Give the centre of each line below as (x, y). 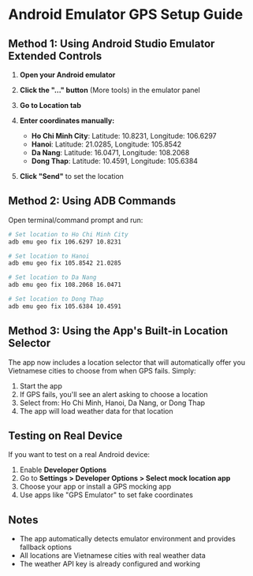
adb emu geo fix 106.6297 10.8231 (65, 242)
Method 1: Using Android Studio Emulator (112, 44)
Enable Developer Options (63, 470)
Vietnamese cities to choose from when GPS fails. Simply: (102, 370)
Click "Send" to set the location (72, 176)
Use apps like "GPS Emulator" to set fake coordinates (106, 495)
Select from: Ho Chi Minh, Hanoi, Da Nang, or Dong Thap (112, 403)
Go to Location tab (50, 105)
